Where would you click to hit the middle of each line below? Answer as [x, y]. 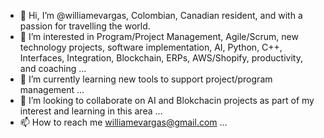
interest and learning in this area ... [91, 111]
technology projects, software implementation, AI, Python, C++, [151, 47]
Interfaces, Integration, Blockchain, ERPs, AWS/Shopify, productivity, [161, 58]
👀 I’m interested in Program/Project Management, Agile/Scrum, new [159, 36]
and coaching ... [53, 68]
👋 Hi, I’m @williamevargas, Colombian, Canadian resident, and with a [161, 15]
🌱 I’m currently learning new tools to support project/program [146, 79]
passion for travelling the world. [85, 26]
